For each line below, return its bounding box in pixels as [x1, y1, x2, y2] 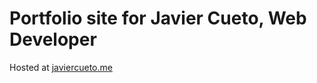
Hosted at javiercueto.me [9, 61, 113, 73]
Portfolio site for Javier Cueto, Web [9, 7, 307, 30]
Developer [9, 28, 97, 51]
